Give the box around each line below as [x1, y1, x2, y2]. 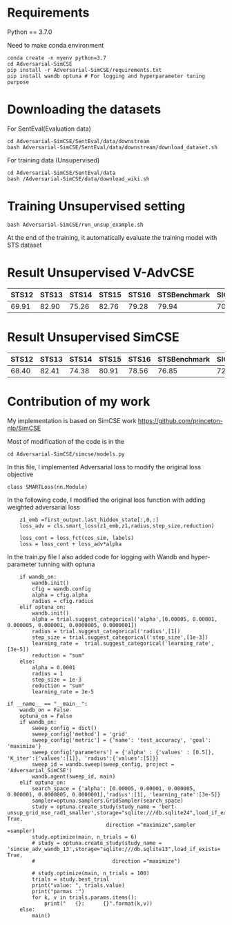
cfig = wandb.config [32, 586, 91, 592]
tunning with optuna [37, 560, 95, 568]
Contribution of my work [7, 393, 151, 409]
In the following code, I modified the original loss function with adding [7, 496, 206, 504]
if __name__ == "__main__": [7, 700, 88, 707]
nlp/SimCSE [7, 424, 41, 432]
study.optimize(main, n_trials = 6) [32, 833, 137, 841]
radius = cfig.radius [32, 597, 95, 604]
